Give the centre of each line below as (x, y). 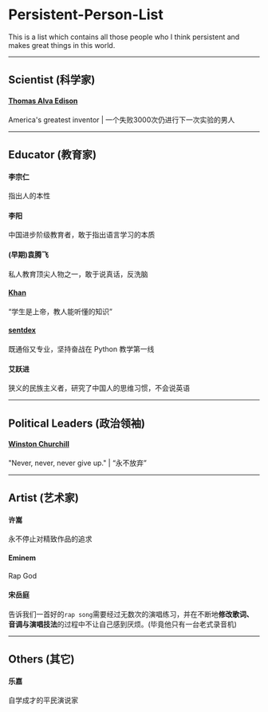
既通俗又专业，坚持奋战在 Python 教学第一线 (81, 348)
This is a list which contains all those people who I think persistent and (124, 37)
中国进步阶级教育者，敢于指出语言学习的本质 (82, 235)
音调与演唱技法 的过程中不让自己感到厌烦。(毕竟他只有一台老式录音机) (123, 624)
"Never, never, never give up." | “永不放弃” (78, 463)
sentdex (22, 330)
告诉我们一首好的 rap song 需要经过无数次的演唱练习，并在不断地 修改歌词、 (131, 614)
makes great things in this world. (62, 45)
